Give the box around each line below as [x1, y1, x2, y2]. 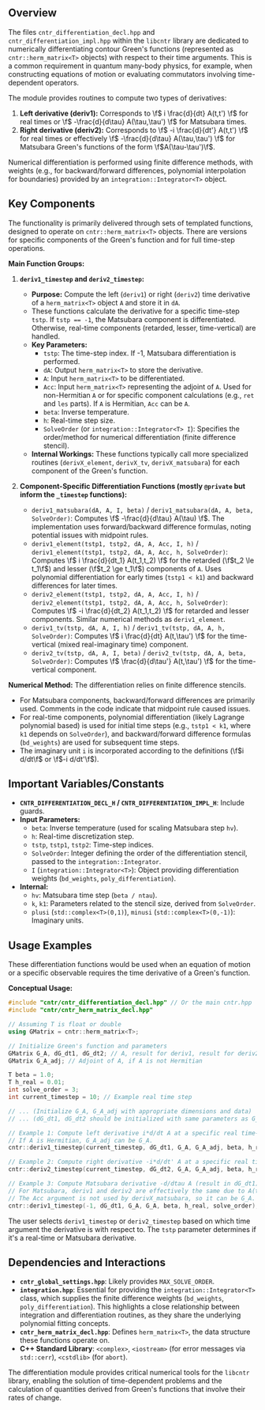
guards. [19, 806, 45, 816]
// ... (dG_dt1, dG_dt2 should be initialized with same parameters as [8, 1115, 248, 1123]
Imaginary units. [31, 915, 84, 925]
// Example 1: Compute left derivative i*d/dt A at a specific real [8, 1129, 238, 1137]
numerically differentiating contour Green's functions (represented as [8, 44, 234, 54]
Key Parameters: [31, 339, 88, 349]
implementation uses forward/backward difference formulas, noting [31, 521, 252, 531]
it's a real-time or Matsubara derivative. [8, 1233, 136, 1242]
